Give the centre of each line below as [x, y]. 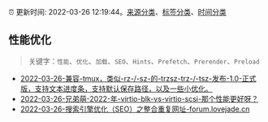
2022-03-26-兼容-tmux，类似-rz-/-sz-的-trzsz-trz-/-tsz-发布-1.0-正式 [138, 78]
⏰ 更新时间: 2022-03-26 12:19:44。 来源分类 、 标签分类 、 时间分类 [118, 12]
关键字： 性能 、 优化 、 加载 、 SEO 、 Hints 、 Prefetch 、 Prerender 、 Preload [144, 61]
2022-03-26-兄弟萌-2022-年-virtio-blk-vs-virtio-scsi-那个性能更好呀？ [139, 98]
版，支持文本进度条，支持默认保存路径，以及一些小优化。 [116, 89]
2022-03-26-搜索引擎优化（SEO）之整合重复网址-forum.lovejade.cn [135, 109]
